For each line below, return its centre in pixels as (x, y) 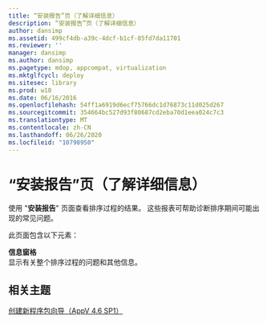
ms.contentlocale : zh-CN (50, 127)
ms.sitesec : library (43, 83)
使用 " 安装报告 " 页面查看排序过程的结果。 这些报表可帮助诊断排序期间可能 (130, 208)
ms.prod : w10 (30, 90)
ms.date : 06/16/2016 (43, 98)
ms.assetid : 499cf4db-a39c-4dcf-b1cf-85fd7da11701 (95, 38)
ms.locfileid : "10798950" (51, 142)
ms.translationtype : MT (48, 120)
